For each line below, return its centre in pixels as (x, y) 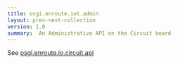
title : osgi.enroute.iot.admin (53, 14)
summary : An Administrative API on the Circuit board (89, 33)
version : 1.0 (26, 26)
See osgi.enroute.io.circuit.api (51, 53)
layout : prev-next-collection (52, 20)
